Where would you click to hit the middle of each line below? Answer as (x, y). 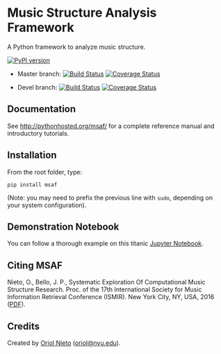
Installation (32, 155)
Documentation (42, 109)
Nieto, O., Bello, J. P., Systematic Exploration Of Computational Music (107, 282)
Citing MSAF (35, 265)
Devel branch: (37, 87)
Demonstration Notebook (63, 226)
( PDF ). (16, 305)
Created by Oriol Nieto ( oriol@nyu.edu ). (64, 343)
